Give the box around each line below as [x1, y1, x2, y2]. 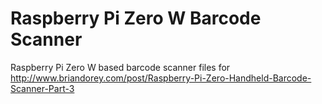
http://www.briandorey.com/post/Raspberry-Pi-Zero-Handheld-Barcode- [10, 72, 312, 84]
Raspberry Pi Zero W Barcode [10, 7, 262, 30]
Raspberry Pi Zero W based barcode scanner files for [10, 61, 231, 73]
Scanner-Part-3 [10, 82, 75, 94]
